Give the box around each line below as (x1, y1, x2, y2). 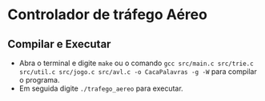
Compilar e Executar (7, 37, 111, 51)
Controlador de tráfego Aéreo (7, 6, 207, 24)
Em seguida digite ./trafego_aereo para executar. (18, 84, 183, 93)
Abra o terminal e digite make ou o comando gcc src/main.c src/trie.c (18, 58, 254, 68)
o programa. (18, 76, 61, 84)
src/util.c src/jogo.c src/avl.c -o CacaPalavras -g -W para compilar (18, 67, 257, 76)
